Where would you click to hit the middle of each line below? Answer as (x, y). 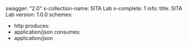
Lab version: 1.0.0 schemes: (39, 15)
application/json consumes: (47, 32)
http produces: (32, 26)
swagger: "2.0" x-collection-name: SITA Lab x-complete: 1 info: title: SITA (94, 8)
